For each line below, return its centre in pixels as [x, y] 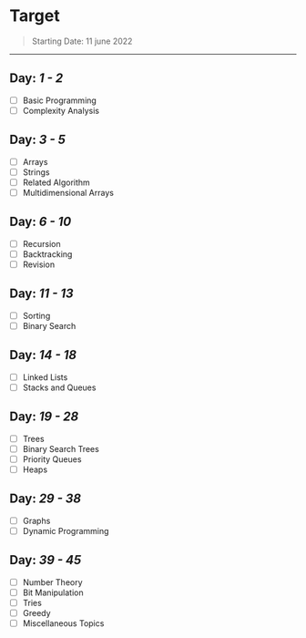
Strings [36, 172]
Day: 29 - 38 [46, 499]
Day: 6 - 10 [41, 222]
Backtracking [47, 254]
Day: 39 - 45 [46, 560]
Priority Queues [52, 459]
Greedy [37, 612]
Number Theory [53, 582]
